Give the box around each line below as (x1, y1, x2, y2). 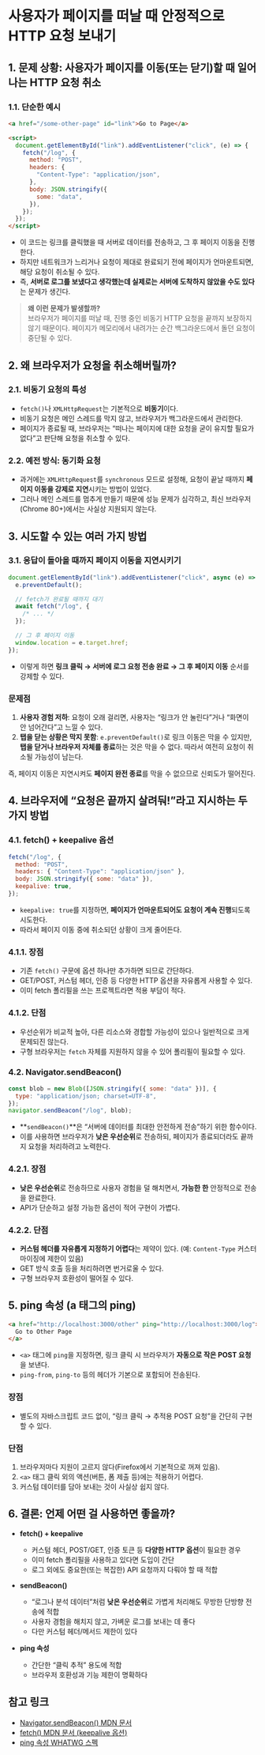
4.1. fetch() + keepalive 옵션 (8, 834, 114, 845)
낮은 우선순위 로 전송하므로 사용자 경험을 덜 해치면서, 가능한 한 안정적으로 (19, 1183, 243, 1192)
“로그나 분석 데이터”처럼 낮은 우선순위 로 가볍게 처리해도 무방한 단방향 (31, 1597, 244, 1606)
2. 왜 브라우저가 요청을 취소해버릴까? (8, 359, 177, 372)
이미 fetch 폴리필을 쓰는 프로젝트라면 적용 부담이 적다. (19, 985, 186, 996)
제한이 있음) (47, 1253, 84, 1263)
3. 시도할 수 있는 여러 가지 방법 (8, 529, 147, 543)
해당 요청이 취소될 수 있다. (19, 267, 100, 277)
